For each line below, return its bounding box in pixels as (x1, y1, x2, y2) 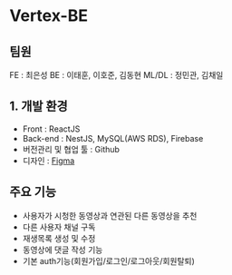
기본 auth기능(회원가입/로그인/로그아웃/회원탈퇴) (22, 255, 195, 266)
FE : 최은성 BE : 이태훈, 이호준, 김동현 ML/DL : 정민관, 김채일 (9, 70, 224, 80)
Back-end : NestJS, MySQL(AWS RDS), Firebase (22, 133, 204, 143)
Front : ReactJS (22, 123, 81, 134)
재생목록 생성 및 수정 (22, 232, 96, 243)
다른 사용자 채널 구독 (22, 221, 96, 232)
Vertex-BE (9, 5, 89, 26)
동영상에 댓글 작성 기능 (22, 244, 103, 255)
